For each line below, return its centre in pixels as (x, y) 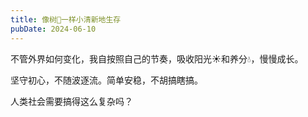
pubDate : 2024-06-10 (53, 29)
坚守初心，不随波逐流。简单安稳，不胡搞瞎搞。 (106, 80)
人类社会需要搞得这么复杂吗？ (71, 101)
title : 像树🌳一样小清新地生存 (66, 19)
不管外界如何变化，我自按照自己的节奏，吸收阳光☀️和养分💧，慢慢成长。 (157, 58)
